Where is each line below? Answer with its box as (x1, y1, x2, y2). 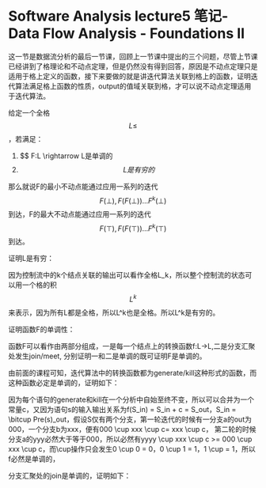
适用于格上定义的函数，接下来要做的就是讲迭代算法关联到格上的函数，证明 (8, 71, 251, 81)
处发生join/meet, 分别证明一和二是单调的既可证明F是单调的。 (8, 351, 207, 361)
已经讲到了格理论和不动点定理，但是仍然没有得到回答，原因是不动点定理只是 (8, 61, 258, 71)
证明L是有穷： (8, 254, 54, 263)
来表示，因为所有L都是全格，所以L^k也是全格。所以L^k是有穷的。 (8, 308, 220, 317)
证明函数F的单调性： (8, 324, 75, 334)
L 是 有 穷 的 (122, 165, 155, 174)
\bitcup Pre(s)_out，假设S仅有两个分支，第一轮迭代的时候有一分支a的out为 (8, 414, 252, 424)
